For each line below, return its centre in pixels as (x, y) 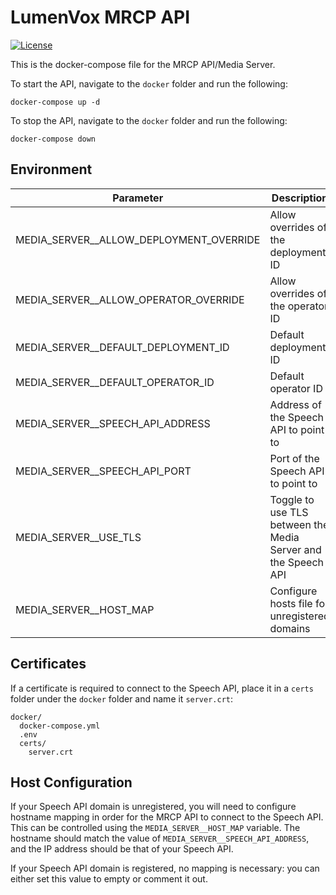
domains (290, 628)
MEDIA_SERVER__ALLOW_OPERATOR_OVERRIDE (130, 299)
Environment (51, 169)
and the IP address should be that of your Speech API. (122, 849)
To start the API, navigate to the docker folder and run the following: (149, 83)
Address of (295, 404)
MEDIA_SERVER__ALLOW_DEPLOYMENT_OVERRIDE (138, 239)
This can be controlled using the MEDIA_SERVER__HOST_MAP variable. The (155, 828)
